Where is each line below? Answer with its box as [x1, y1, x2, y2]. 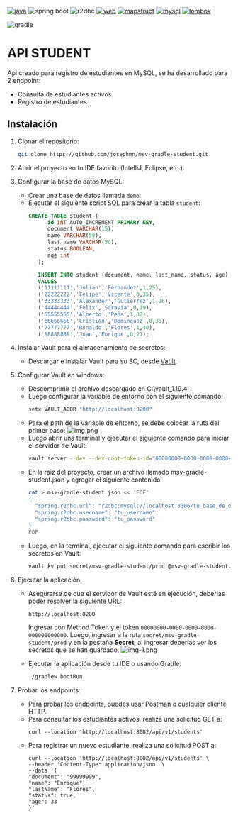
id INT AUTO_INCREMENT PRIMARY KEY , [47, 219, 156, 226]
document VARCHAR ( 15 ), [47, 226, 115, 233]
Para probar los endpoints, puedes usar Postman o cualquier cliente [28, 700, 227, 708]
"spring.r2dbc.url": [34, 502, 96, 509]
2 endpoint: [7, 76, 41, 84]
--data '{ [28, 767, 58, 774]
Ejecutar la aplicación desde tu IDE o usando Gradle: [28, 660, 182, 668]
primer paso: [28, 426, 66, 435]
